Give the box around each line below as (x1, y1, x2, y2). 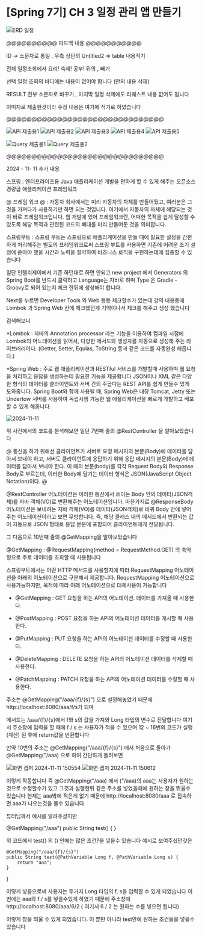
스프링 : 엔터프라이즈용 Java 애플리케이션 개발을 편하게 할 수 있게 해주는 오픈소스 (6, 178, 196, 185)
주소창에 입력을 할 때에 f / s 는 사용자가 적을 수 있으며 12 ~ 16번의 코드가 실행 (12, 724, 193, 731)
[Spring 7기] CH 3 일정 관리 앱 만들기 (6, 5, 182, 19)
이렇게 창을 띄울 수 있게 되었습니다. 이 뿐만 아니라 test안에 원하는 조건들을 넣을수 (6, 916, 195, 923)
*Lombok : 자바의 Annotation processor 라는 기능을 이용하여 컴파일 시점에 (6, 329, 184, 337)
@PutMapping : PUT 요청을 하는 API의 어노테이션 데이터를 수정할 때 (14, 634, 176, 642)
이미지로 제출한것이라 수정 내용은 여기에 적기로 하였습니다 (6, 103, 141, 110)
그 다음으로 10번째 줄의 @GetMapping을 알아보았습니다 (6, 533, 137, 541)
